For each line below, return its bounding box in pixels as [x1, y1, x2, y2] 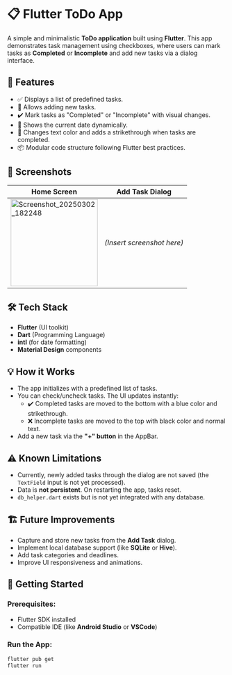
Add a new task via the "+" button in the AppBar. [17, 432, 158, 440]
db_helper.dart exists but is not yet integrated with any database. [17, 493, 206, 501]
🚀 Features [7, 77, 55, 88]
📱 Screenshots [7, 166, 72, 178]
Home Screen [31, 187, 78, 196]
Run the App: [7, 639, 53, 649]
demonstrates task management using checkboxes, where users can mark [7, 41, 221, 49]
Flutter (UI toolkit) [17, 323, 69, 332]
